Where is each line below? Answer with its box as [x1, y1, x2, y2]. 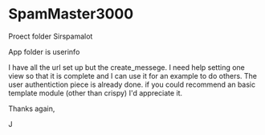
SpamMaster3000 [8, 5, 134, 23]
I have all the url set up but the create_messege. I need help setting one [8, 62, 245, 72]
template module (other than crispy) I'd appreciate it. [8, 88, 183, 97]
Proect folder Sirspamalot [8, 31, 93, 41]
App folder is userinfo [8, 47, 80, 56]
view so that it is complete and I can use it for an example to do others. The [8, 71, 258, 80]
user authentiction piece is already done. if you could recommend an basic [8, 80, 255, 89]
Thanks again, [8, 104, 55, 113]
